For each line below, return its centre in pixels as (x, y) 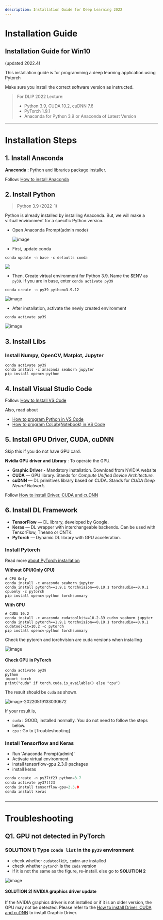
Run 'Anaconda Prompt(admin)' (43, 754)
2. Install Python (30, 195)
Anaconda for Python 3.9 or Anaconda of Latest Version (80, 116)
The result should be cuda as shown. (41, 692)
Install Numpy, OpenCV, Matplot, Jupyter (54, 355)
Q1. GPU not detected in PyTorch (55, 836)
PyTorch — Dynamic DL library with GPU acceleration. (66, 537)
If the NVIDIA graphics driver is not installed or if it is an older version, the (78, 902)
